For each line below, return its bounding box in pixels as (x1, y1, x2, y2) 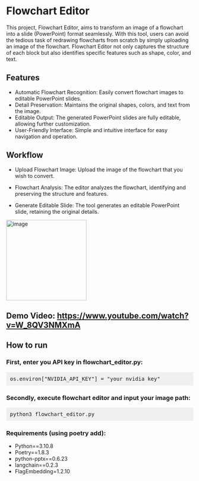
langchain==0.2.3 (14, 461, 58, 468)
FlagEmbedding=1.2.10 (14, 468, 70, 475)
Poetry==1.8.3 (14, 449, 49, 456)
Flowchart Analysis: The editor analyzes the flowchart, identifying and (14, 183, 186, 191)
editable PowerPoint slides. (14, 95, 82, 102)
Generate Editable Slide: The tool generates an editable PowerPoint (14, 201, 180, 209)
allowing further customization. (14, 120, 91, 127)
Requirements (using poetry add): (6, 429, 106, 437)
